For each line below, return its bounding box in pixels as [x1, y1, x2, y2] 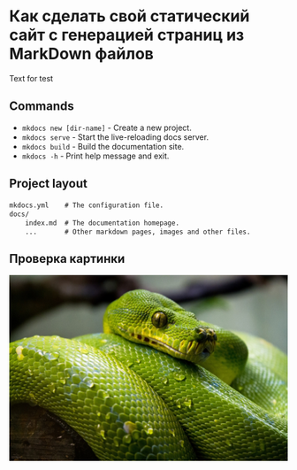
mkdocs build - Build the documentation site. [21, 141, 185, 151]
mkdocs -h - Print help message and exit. [21, 150, 170, 161]
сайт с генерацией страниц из [9, 25, 245, 45]
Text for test [9, 73, 54, 83]
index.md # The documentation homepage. [25, 219, 179, 227]
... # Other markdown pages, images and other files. [25, 227, 251, 236]
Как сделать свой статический [9, 6, 250, 27]
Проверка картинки [9, 250, 126, 266]
